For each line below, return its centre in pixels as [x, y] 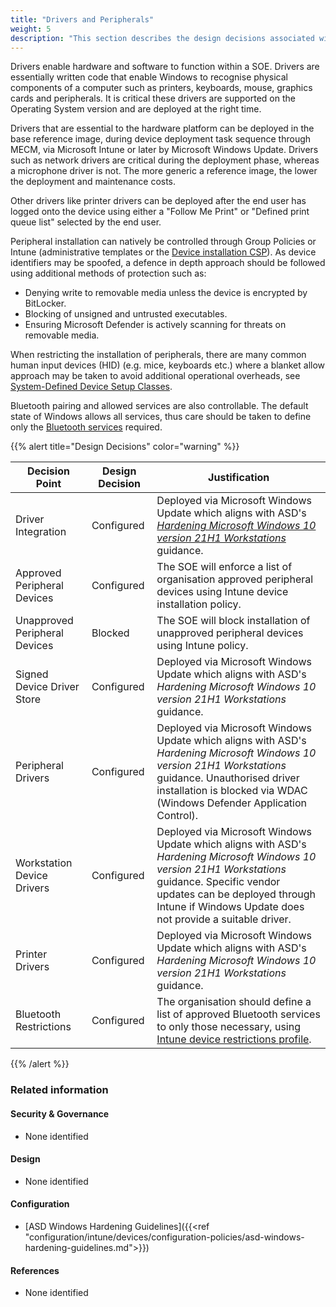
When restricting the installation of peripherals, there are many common [158, 355]
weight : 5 [31, 29]
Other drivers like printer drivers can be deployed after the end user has [158, 201]
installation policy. [199, 604]
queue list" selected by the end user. [86, 222]
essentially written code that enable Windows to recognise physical [149, 77]
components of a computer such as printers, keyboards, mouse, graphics [161, 88]
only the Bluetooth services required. [86, 427]
